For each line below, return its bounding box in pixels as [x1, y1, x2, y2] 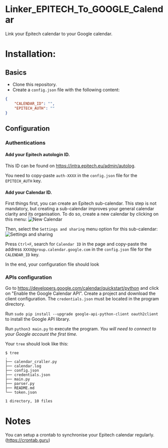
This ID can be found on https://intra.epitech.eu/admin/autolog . [5, 163, 136, 169]
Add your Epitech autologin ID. [5, 152, 70, 158]
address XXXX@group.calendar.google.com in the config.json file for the [5, 246, 152, 252]
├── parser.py [5, 381, 35, 386]
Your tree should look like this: [5, 341, 69, 347]
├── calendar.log [5, 364, 42, 369]
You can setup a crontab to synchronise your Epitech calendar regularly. [5, 432, 154, 438]
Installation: [5, 49, 56, 60]
